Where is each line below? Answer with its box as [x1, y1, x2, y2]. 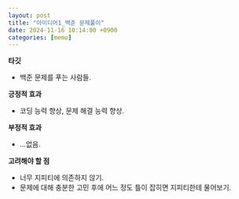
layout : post [8, 11, 51, 20]
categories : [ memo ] [8, 33, 72, 42]
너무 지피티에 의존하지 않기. [19, 173, 105, 182]
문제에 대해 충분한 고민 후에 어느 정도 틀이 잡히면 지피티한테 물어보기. [19, 182, 232, 193]
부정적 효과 [8, 123, 42, 132]
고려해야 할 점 [8, 157, 50, 166]
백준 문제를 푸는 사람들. [19, 72, 92, 83]
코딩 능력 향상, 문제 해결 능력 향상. [19, 106, 124, 116]
